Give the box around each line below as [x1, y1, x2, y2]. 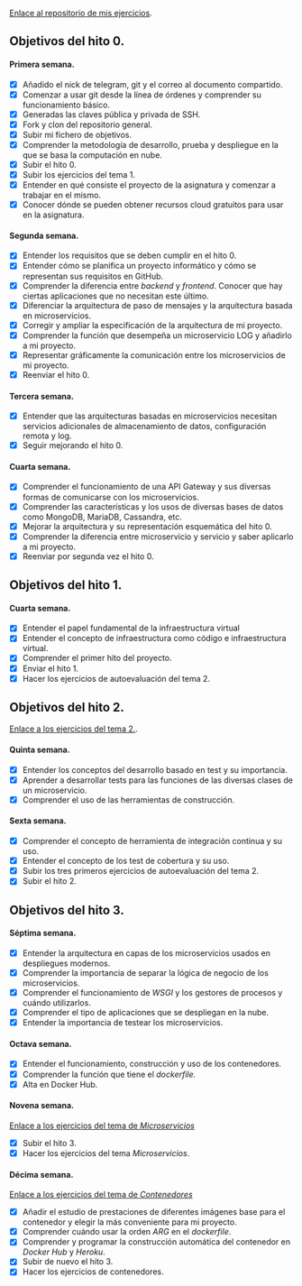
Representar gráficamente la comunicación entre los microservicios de [22, 349, 286, 360]
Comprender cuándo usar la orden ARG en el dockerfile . [22, 1226, 232, 1237]
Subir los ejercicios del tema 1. [22, 170, 136, 180]
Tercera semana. [9, 390, 75, 401]
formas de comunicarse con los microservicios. [22, 491, 200, 502]
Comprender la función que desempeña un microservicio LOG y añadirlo [22, 329, 293, 341]
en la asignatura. [22, 209, 85, 220]
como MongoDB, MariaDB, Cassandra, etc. [22, 511, 183, 522]
